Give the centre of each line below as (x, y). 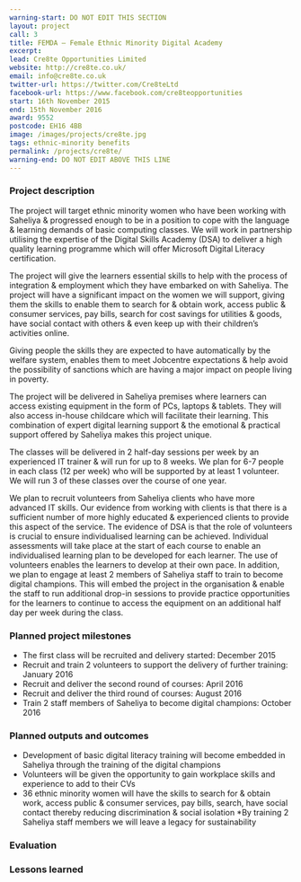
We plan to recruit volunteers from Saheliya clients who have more (132, 498)
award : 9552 (31, 118)
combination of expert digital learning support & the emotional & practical (145, 425)
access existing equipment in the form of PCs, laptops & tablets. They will (146, 406)
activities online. (40, 332)
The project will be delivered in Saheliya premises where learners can (138, 396)
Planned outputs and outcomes (79, 736)
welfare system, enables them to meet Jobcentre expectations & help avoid (149, 359)
